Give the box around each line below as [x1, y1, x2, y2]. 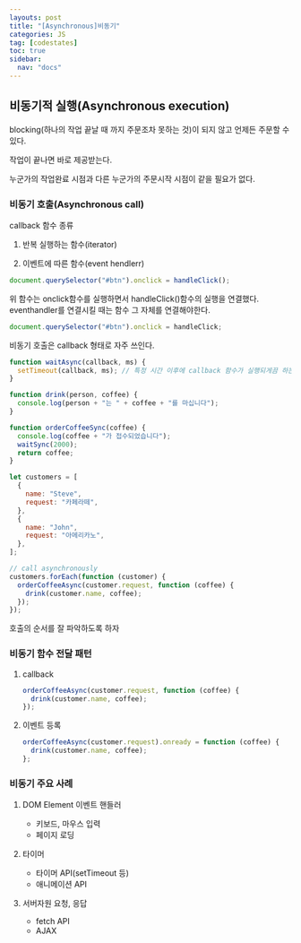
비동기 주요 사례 [9, 777, 73, 790]
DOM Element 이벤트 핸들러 [21, 800, 122, 810]
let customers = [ [9, 472, 78, 482]
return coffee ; [17, 448, 74, 457]
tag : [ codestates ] [9, 38, 78, 48]
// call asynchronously [9, 564, 99, 574]
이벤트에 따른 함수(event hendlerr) [21, 257, 145, 269]
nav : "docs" [17, 64, 63, 73]
